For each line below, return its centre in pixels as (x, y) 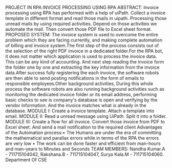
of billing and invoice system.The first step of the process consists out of (82, 45)
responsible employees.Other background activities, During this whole (79, 83)
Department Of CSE (26, 160)
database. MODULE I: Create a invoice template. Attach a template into (80, 111)
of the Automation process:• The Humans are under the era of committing (83, 132)
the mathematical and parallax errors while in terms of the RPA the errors (82, 138)
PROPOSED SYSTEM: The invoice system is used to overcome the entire (82, 35)
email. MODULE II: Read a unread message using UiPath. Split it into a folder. (86, 116)
